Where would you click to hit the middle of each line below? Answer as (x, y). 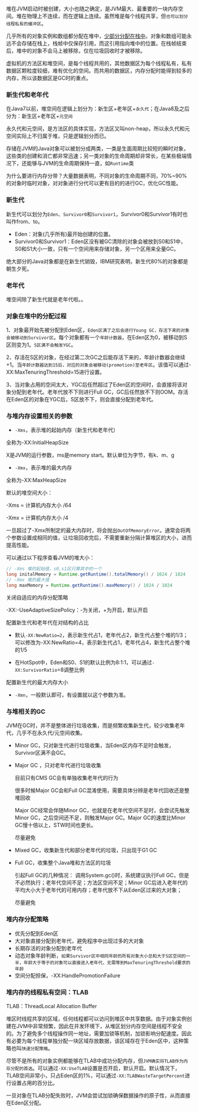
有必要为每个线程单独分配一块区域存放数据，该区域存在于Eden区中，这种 (95, 1041)
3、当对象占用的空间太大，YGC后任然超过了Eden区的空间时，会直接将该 (94, 385)
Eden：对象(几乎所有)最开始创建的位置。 (64, 234)
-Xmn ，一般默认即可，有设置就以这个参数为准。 (72, 695)
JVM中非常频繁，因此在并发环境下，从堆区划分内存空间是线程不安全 (99, 1026)
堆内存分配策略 (27, 920)
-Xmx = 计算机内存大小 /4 (37, 518)
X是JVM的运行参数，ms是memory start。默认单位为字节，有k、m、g (90, 455)
